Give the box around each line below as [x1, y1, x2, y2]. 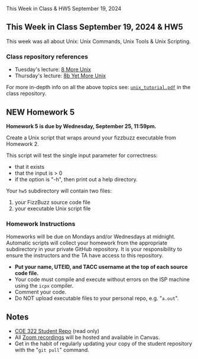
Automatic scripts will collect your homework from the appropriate [6, 239, 167, 247]
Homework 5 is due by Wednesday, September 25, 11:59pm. [6, 122, 157, 129]
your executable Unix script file [14, 205, 91, 212]
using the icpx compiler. [14, 282, 74, 289]
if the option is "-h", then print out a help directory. [14, 175, 138, 182]
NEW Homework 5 [6, 107, 75, 117]
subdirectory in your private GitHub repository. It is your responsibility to [6, 246, 182, 253]
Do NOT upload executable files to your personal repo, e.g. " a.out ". [14, 295, 179, 302]
